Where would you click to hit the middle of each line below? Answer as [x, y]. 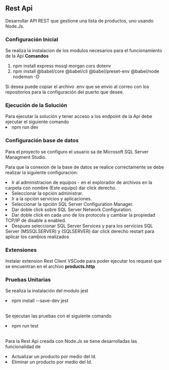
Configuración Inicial [32, 39]
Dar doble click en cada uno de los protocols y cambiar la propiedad [84, 215]
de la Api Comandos [27, 56]
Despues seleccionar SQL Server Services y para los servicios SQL [82, 226]
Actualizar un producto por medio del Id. [54, 357]
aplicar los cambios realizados [37, 237]
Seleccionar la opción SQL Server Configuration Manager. [73, 204]
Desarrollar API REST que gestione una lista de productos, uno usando [80, 20]
